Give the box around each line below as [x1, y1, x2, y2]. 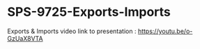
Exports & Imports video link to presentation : [7, 27, 137, 35]
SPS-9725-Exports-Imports [7, 4, 171, 20]
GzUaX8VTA [7, 34, 43, 42]
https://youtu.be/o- [137, 27, 193, 35]
